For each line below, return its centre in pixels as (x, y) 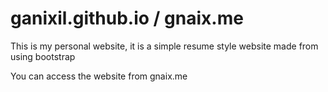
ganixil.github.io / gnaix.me (127, 18)
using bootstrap (43, 56)
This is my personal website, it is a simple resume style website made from (164, 46)
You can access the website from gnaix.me (99, 76)
